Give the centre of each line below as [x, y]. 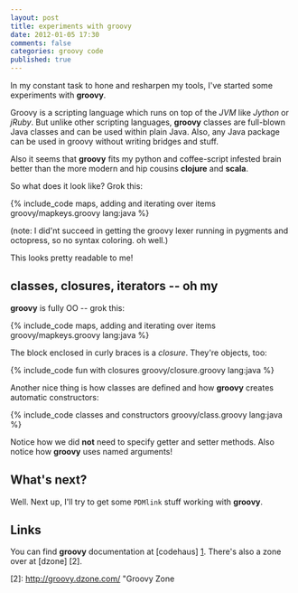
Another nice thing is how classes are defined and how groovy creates [142, 387]
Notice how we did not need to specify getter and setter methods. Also [142, 442]
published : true [41, 60]
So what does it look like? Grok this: [77, 186]
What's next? [49, 480]
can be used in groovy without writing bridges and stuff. [115, 141]
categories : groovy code [57, 52]
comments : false [41, 43]
